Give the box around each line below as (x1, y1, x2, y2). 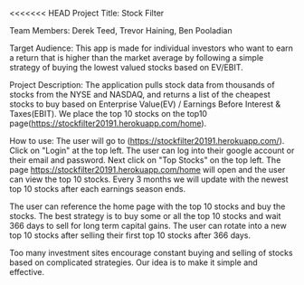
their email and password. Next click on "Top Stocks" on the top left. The (9, 155, 281, 166)
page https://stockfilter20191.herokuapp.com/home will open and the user (9, 165, 286, 175)
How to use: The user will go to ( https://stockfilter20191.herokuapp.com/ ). (9, 136, 285, 146)
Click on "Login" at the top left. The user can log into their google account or (9, 145, 295, 156)
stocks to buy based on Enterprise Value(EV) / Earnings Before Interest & (9, 99, 281, 109)
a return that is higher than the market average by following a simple (9, 52, 264, 62)
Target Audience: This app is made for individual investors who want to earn (9, 43, 294, 53)
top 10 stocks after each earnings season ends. (9, 184, 186, 194)
